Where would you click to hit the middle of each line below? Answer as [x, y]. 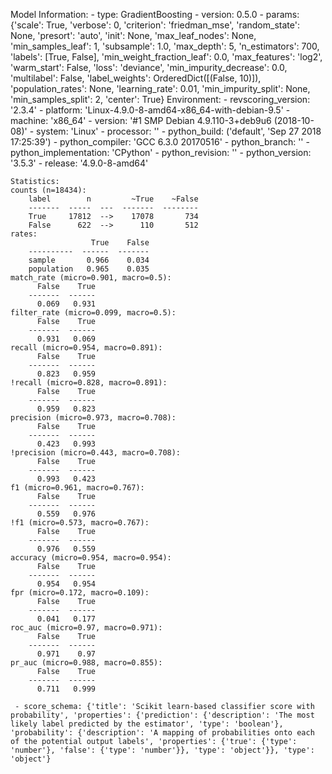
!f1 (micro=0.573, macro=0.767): [80, 523]
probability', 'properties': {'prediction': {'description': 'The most [162, 715]
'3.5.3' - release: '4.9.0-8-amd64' [79, 163]
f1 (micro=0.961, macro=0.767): [77, 488]
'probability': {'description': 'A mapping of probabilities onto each [162, 733]
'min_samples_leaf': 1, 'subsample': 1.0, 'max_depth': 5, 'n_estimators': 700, [165, 46]
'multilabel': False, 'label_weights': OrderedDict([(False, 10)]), [136, 78]
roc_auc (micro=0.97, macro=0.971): [86, 628]
